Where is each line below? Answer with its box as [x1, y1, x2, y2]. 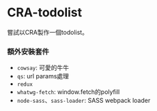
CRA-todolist [7, 5, 83, 20]
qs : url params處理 [16, 72, 70, 80]
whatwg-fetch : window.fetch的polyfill [16, 88, 120, 96]
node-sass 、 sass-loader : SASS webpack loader [16, 97, 151, 105]
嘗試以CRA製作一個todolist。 [7, 28, 89, 36]
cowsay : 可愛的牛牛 [16, 63, 70, 72]
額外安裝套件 [7, 46, 50, 56]
